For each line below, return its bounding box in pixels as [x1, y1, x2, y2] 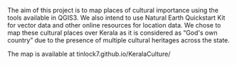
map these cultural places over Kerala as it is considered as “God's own [7, 28, 218, 37]
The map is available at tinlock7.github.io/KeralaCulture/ [7, 49, 171, 58]
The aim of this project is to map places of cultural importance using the [7, 6, 219, 14]
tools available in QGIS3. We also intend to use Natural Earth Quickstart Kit [7, 13, 226, 22]
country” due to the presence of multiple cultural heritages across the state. [7, 36, 230, 45]
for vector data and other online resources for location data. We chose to [7, 21, 221, 29]
